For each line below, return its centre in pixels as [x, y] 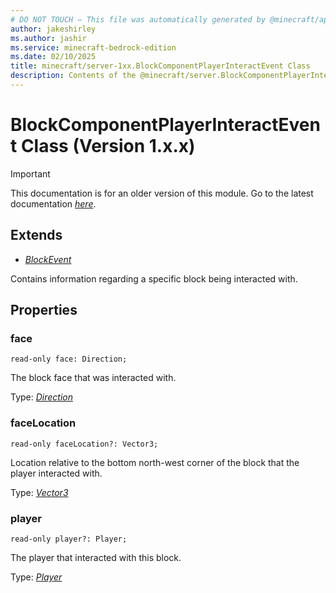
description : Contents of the [73, 76]
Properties [44, 310]
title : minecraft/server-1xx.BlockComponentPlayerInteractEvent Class [160, 66]
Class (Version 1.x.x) [108, 146]
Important [30, 173]
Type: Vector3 [39, 492]
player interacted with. [56, 473]
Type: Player [36, 577]
